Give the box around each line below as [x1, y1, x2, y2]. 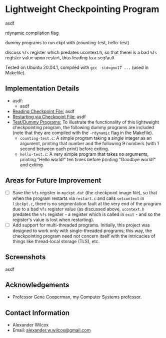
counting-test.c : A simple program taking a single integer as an [19, 135, 152, 141]
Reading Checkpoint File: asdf [12, 108, 75, 114]
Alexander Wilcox [12, 322, 49, 328]
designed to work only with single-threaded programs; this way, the [12, 228, 152, 234]
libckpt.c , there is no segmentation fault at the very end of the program [12, 200, 161, 206]
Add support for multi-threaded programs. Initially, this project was [12, 222, 150, 228]
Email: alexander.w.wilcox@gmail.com [12, 327, 91, 333]
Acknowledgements [5, 280, 69, 289]
